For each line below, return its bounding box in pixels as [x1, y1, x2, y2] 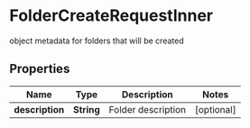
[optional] [194, 103, 236, 115]
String [72, 103, 101, 115]
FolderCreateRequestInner [9, 5, 214, 26]
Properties [9, 61, 70, 77]
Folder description [108, 103, 187, 115]
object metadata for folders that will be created [9, 35, 184, 46]
